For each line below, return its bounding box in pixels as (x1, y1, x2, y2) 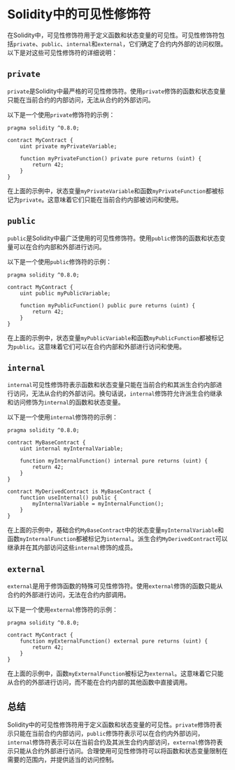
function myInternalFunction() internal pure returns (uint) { (20, 458, 208, 465)
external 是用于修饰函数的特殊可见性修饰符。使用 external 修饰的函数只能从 (7, 582, 223, 590)
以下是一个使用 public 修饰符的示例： (7, 257, 112, 266)
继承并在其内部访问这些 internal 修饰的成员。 (7, 543, 137, 552)
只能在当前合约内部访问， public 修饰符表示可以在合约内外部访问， (13, 729, 204, 737)
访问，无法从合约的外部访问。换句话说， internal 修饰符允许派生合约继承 (13, 389, 222, 398)
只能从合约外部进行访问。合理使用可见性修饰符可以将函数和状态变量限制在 (13, 747, 228, 755)
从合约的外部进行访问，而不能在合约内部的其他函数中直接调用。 (7, 678, 191, 687)
